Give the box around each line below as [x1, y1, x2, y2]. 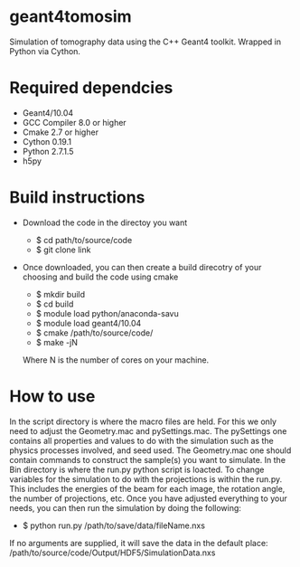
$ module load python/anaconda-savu [35, 307, 179, 318]
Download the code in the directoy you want [22, 217, 188, 228]
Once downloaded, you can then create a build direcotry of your [22, 261, 262, 272]
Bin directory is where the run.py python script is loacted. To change [9, 464, 265, 475]
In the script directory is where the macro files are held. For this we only [9, 416, 277, 427]
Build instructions [9, 187, 145, 208]
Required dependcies [9, 78, 173, 99]
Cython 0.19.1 [22, 136, 72, 146]
